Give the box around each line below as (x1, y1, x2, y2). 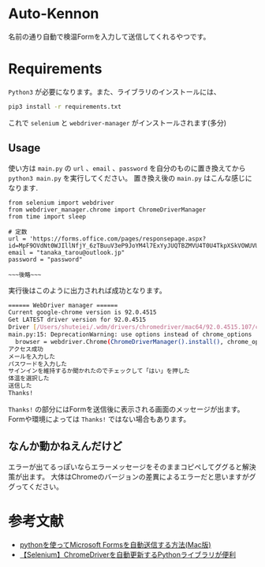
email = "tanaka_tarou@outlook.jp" (8, 248, 125, 256)
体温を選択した (8, 375, 50, 382)
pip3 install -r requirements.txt (8, 103, 122, 110)
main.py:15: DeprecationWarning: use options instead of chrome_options (8, 330, 252, 339)
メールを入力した (8, 353, 56, 360)
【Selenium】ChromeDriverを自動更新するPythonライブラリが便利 (19, 550, 237, 559)
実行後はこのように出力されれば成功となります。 (8, 285, 167, 295)
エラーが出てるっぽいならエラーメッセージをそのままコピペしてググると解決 (8, 462, 256, 472)
